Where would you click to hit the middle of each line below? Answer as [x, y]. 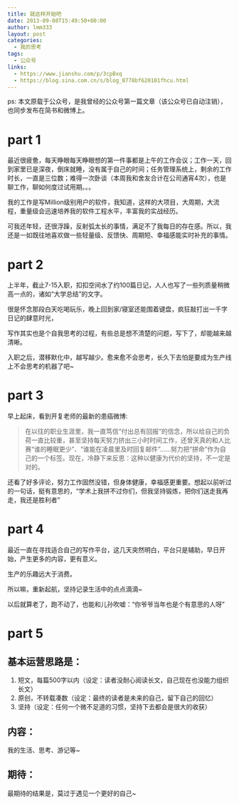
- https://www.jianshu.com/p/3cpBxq [68, 73]
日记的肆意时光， [32, 318]
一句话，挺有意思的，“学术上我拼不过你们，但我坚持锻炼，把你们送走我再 [121, 491]
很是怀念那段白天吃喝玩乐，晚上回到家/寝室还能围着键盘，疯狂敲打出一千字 [118, 309]
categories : [25, 41]
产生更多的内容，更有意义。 [60, 559]
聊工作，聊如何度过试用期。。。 [51, 187]
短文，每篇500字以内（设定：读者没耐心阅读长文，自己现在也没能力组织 [123, 680]
